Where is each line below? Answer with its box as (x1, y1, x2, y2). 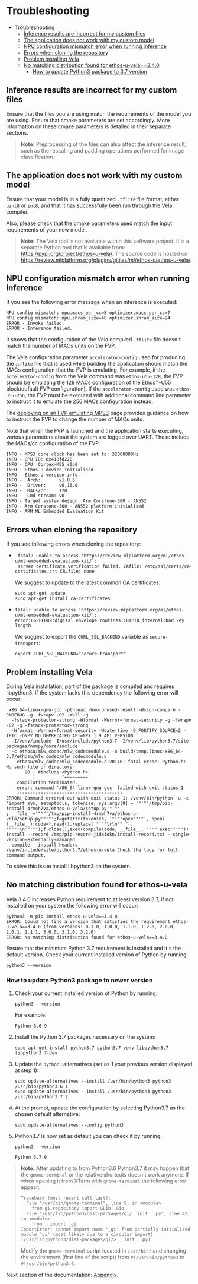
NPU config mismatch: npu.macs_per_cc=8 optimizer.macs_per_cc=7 (6, 310, 170, 316)
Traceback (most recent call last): (20, 1195, 111, 1201)
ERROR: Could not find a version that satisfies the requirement (6, 918, 170, 924)
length (14, 623, 31, 629)
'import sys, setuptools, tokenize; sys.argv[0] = (6, 800, 134, 806)
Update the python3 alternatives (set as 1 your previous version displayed (14, 1061, 193, 1068)
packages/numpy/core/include (6, 743, 78, 749)
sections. (6, 129, 28, 136)
